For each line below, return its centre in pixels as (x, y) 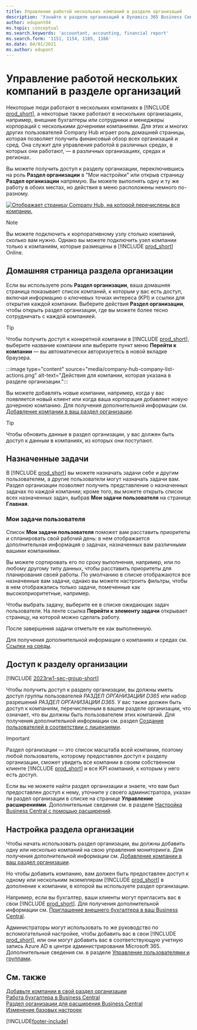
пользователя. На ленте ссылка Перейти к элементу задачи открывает (97, 611)
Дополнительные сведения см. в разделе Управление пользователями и (98, 953)
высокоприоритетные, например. (48, 593)
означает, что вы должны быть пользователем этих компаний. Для (90, 715)
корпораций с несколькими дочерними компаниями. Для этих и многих (97, 126)
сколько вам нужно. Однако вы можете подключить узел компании (91, 240)
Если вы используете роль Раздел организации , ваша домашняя (88, 285)
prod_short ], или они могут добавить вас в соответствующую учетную (95, 940)
